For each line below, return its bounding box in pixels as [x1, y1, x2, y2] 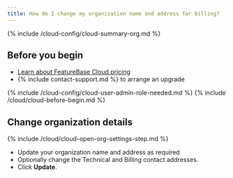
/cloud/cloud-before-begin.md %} [7, 96, 106, 104]
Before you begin [7, 49, 84, 61]
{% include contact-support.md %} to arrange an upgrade [17, 75, 185, 83]
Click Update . [17, 163, 57, 171]
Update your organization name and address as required [17, 148, 180, 156]
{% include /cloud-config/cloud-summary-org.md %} [7, 29, 161, 38]
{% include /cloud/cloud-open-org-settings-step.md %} [7, 135, 169, 143]
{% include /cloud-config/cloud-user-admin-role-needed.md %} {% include [7, 88, 226, 97]
